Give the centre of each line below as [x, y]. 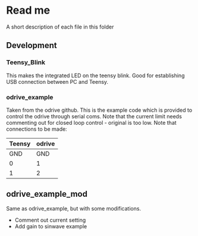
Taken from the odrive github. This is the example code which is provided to [99, 110]
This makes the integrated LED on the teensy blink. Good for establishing [95, 75]
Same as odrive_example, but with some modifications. [74, 208]
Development [32, 45]
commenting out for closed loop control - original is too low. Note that [91, 122]
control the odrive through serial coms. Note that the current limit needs [94, 116]
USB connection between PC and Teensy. [57, 81]
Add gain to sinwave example [51, 226]
